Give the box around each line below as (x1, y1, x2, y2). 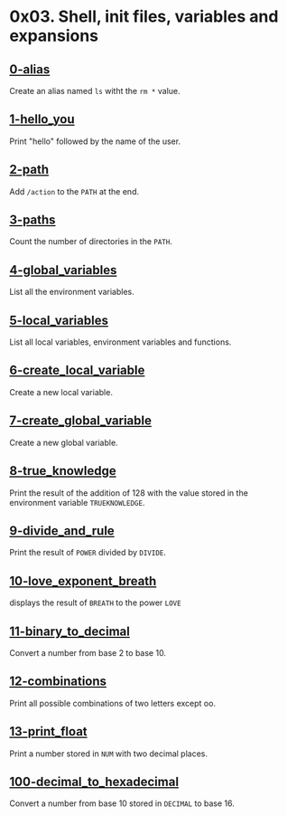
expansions (9, 25, 99, 46)
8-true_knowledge (9, 463, 116, 479)
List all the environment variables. (9, 287, 135, 298)
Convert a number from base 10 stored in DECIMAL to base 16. (9, 798, 235, 809)
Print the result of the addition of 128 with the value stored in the (9, 487, 248, 498)
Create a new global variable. (9, 437, 119, 448)
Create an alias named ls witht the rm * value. (9, 86, 181, 96)
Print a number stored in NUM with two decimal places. (9, 748, 208, 759)
